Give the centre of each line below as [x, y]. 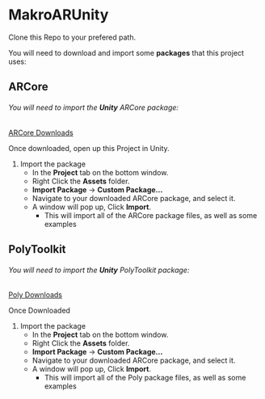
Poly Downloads [36, 295]
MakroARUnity [59, 15]
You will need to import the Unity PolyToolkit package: [99, 270]
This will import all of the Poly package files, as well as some [145, 378]
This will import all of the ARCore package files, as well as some [151, 215]
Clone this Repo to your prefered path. [72, 37]
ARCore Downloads [41, 132]
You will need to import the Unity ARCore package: [94, 107]
